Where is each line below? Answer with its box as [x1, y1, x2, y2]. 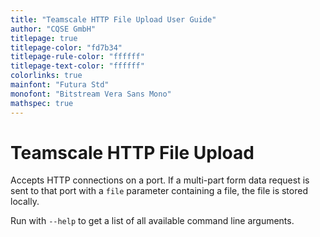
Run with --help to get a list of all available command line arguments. [10, 215, 295, 227]
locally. [10, 196, 40, 208]
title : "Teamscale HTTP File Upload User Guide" [10, 14, 217, 25]
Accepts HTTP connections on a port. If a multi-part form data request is [10, 174, 310, 186]
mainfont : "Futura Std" [10, 80, 110, 90]
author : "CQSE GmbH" [10, 24, 97, 34]
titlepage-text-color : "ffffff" [10, 61, 145, 71]
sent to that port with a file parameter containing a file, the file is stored [10, 185, 308, 197]
